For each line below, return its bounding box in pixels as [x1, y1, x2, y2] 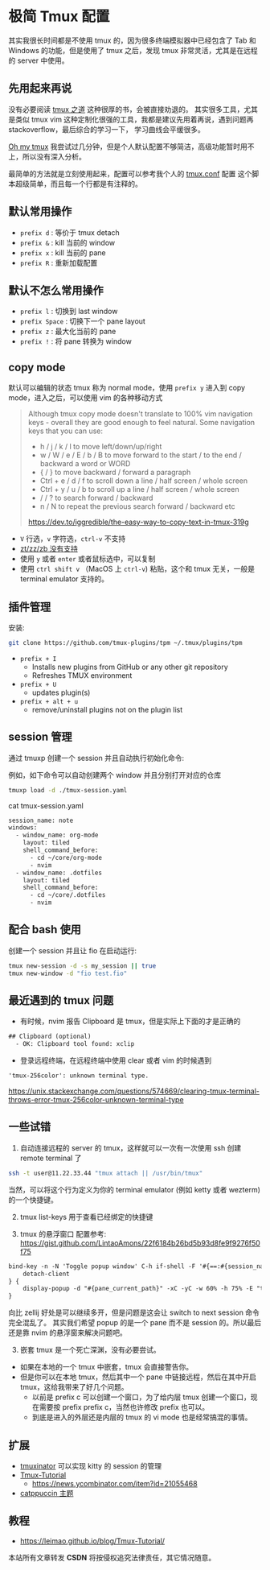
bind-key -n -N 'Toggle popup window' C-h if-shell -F [8, 1262, 196, 1270]
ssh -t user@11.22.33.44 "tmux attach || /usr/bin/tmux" [8, 1169, 203, 1177]
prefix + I [19, 655, 57, 663]
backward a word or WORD [39, 459, 131, 469]
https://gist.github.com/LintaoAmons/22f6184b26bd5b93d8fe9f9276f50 [19, 1237, 261, 1248]
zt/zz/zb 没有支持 [19, 544, 78, 554]
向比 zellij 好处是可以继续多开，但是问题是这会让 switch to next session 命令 [8, 1308, 260, 1317]
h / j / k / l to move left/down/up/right [39, 442, 162, 452]
